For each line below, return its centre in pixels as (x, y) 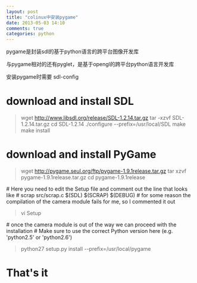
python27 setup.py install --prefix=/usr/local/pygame (86, 249)
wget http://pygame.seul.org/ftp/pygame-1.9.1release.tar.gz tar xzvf (104, 171)
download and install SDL (70, 101)
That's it (27, 273)
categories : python (30, 34)
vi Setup (31, 213)
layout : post (22, 12)
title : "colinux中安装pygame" (42, 17)
